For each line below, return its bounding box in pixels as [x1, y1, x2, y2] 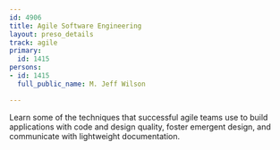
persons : [9, 63, 42, 72]
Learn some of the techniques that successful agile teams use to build [9, 112, 268, 122]
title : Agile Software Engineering [9, 21, 142, 30]
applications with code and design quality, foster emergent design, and [9, 121, 271, 132]
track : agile [9, 37, 58, 47]
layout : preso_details [9, 29, 94, 38]
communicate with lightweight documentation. [9, 130, 181, 141]
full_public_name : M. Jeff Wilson [17, 79, 146, 88]
